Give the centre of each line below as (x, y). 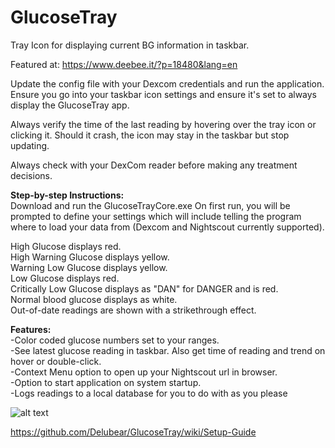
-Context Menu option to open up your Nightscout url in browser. (144, 372)
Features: (31, 329)
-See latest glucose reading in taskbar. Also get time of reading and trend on (168, 350)
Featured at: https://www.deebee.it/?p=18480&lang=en (124, 64)
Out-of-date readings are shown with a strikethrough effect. (133, 310)
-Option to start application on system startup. (106, 382)
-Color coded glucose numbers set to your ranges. (115, 340)
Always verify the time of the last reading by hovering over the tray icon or (163, 124)
